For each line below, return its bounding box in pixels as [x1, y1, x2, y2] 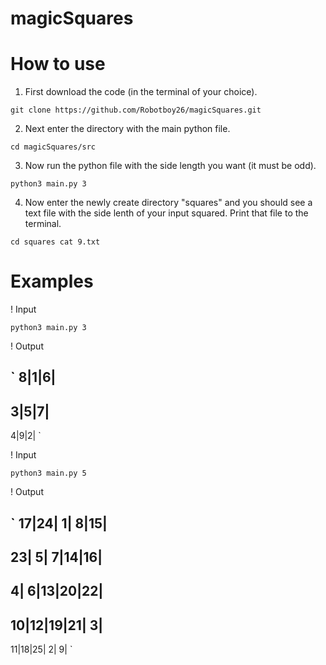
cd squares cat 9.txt [10, 237, 101, 247]
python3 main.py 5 [10, 468, 87, 479]
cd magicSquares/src [10, 142, 97, 152]
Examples [10, 270, 94, 293]
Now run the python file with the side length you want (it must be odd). [24, 160, 317, 172]
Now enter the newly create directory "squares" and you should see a [24, 197, 313, 209]
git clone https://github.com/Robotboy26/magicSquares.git [10, 105, 262, 116]
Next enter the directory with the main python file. [24, 123, 231, 135]
